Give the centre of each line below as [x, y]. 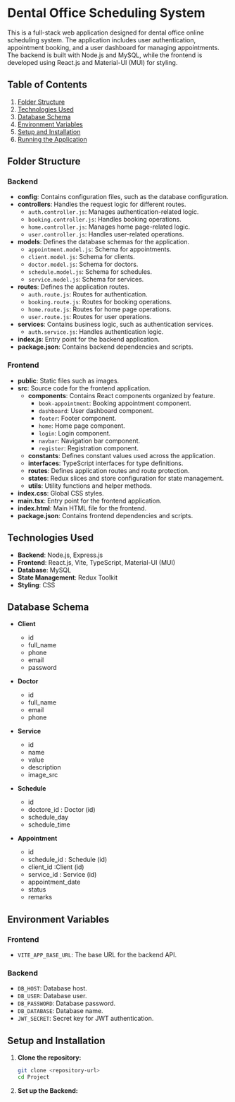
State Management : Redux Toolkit [68, 577]
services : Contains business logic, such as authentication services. [115, 324]
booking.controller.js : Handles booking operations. [104, 220]
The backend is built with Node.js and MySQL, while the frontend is [105, 55]
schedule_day [48, 817]
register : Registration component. [89, 448]
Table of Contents [47, 85]
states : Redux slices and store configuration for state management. [126, 478]
